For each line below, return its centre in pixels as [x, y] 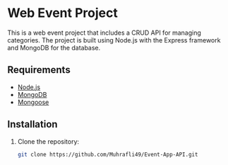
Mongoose [33, 102]
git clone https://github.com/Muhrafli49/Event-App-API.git [108, 154]
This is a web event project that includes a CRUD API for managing [104, 33]
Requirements [39, 70]
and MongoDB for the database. [54, 47]
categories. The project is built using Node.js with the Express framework [114, 40]
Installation [32, 124]
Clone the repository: [48, 141]
